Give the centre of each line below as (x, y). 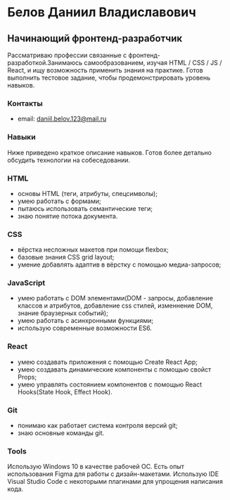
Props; (27, 377)
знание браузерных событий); (63, 313)
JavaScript (26, 283)
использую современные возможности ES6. (85, 328)
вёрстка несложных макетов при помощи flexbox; (93, 250)
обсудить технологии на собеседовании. (69, 160)
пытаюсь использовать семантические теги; (85, 208)
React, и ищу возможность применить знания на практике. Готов (105, 70)
